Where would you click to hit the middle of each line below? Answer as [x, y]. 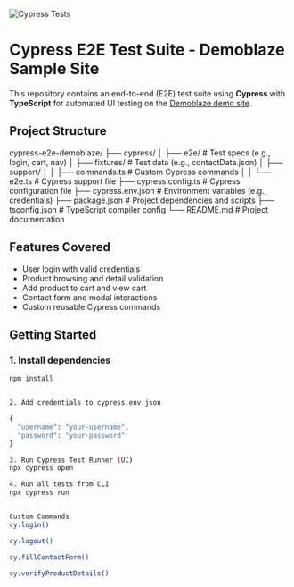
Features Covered [60, 247]
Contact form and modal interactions [90, 297]
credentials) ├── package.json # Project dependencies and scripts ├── [142, 200]
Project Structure [58, 131]
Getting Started [53, 335]
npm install [31, 379]
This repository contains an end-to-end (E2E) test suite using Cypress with [147, 93]
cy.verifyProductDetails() [59, 573]
